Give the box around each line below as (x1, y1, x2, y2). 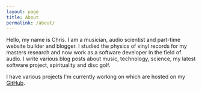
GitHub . (6, 79, 25, 87)
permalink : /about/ (6, 20, 55, 26)
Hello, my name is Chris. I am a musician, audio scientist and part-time (6, 36, 181, 44)
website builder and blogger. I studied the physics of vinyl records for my (6, 42, 188, 50)
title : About (6, 14, 39, 20)
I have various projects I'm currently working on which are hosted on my (6, 73, 185, 81)
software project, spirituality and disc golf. (6, 62, 111, 69)
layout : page (6, 8, 39, 15)
